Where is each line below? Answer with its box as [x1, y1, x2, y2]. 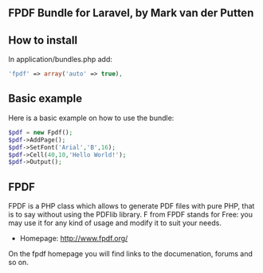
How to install [8, 33, 78, 47]
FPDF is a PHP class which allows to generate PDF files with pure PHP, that [8, 201, 255, 211]
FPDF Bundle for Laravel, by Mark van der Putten [8, 6, 254, 20]
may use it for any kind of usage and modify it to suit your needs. [8, 218, 222, 228]
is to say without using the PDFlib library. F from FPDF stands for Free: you [8, 210, 253, 220]
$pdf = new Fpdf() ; [8, 128, 73, 136]
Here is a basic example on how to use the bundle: [8, 113, 175, 123]
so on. [8, 258, 29, 267]
